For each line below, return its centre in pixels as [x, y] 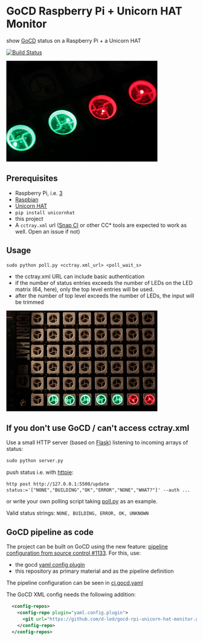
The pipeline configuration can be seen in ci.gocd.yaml [75, 583]
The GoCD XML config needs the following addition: [71, 595]
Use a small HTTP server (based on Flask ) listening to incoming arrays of [97, 442]
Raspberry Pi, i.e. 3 [39, 193]
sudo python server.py [35, 461]
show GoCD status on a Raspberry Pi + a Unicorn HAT [74, 40]
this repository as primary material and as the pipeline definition [94, 571]
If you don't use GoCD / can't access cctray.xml [98, 428]
